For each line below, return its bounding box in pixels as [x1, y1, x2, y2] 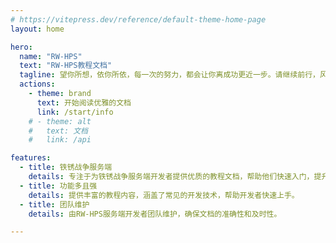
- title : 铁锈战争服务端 [19, 162, 113, 173]
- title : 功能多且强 [19, 181, 98, 191]
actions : [19, 79, 56, 90]
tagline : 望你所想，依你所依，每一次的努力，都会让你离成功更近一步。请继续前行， [19, 70, 320, 80]
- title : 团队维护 [19, 199, 90, 210]
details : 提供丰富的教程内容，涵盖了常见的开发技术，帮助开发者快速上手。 [28, 190, 300, 200]
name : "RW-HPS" [19, 51, 83, 61]
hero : [10, 42, 33, 52]
